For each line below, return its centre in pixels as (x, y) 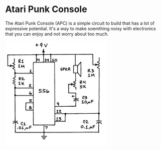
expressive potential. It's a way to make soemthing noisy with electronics (81, 28)
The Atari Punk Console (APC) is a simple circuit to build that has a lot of (80, 23)
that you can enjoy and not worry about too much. (57, 34)
